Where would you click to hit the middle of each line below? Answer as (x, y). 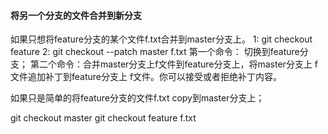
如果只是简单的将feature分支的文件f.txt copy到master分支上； (137, 98)
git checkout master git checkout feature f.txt (103, 118)
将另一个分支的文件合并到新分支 (76, 15)
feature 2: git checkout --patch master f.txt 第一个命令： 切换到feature (155, 52)
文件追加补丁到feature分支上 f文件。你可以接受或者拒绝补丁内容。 (146, 77)
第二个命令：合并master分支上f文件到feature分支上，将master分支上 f (174, 64)
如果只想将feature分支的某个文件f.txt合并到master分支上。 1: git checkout (161, 39)
